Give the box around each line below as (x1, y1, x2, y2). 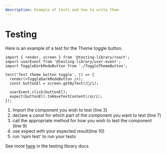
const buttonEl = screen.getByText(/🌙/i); (9, 80, 99, 86)
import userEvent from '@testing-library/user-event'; (5, 59, 121, 64)
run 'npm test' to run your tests (12, 133, 76, 139)
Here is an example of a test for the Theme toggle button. (5, 45, 123, 51)
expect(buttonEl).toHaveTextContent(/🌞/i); (9, 94, 103, 99)
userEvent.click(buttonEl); (9, 89, 68, 94)
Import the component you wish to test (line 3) (12, 107, 108, 113)
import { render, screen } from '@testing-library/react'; (5, 55, 130, 60)
